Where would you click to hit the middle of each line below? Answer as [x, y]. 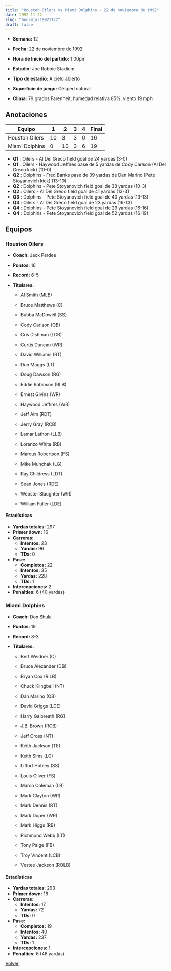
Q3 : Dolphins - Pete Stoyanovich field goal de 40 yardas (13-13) [81, 197]
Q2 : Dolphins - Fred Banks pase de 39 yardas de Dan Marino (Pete [84, 175]
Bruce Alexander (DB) [43, 666]
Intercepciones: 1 [31, 948]
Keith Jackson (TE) [40, 746]
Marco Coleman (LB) [42, 786]
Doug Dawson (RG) [41, 374]
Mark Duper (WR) [39, 816]
